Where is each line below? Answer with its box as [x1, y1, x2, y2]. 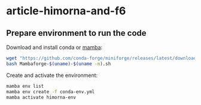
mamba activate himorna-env [6, 94, 77, 100]
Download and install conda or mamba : [6, 44, 103, 51]
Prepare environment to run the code [6, 28, 147, 38]
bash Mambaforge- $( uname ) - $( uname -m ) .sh [6, 61, 111, 67]
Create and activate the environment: [6, 72, 98, 79]
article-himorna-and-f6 [6, 4, 126, 18]
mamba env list [6, 83, 44, 89]
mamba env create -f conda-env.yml [6, 88, 95, 95]
